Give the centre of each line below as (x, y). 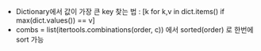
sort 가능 (30, 39)
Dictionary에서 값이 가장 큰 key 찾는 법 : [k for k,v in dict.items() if (120, 11)
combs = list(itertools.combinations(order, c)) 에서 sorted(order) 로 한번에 (134, 29)
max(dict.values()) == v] (55, 20)
